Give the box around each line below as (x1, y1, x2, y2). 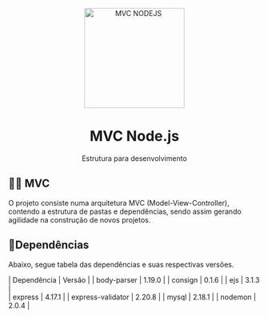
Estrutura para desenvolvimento (81, 153, 188, 163)
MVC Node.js (89, 127, 180, 146)
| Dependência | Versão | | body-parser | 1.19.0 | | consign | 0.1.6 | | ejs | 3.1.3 (8, 275, 260, 284)
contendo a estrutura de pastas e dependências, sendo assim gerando (8, 207, 242, 216)
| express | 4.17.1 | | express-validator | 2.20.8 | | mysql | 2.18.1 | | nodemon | (8, 292, 256, 302)
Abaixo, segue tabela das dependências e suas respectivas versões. (8, 259, 234, 269)
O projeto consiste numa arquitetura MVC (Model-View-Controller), (8, 198, 230, 207)
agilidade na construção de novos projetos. (8, 215, 151, 224)
